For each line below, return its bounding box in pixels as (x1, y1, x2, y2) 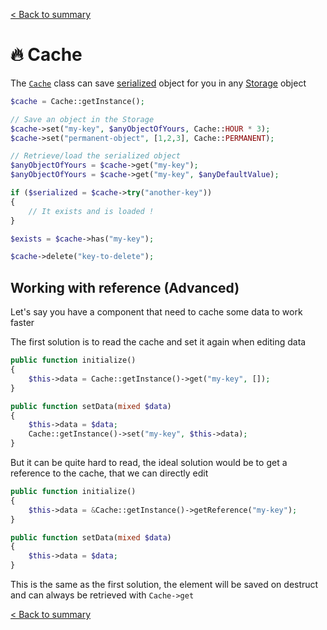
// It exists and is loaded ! (28, 206, 155, 216)
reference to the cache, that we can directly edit (10, 467, 209, 479)
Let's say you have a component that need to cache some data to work (10, 306, 303, 318)
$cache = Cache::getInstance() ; (10, 96, 145, 106)
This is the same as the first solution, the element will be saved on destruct (10, 579, 319, 590)
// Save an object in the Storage (10, 114, 155, 124)
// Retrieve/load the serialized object (10, 151, 182, 161)
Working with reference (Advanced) (10, 279, 240, 296)
